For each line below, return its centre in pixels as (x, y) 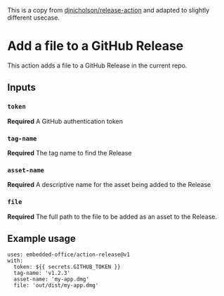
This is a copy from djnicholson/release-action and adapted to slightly (108, 10)
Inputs (22, 88)
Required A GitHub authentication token (65, 121)
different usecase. (33, 18)
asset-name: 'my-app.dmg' (52, 279)
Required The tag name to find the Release (70, 153)
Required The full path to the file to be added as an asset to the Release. (112, 217)
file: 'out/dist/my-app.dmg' (56, 285)
